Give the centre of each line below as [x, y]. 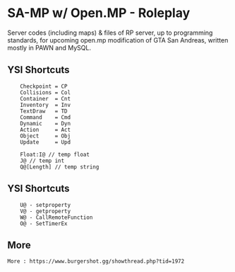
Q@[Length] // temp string [60, 167]
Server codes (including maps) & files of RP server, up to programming [110, 33]
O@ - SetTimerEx [44, 223]
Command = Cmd [46, 117]
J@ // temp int [42, 161]
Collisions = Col [46, 92]
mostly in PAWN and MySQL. [49, 47]
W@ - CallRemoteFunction [56, 217]
